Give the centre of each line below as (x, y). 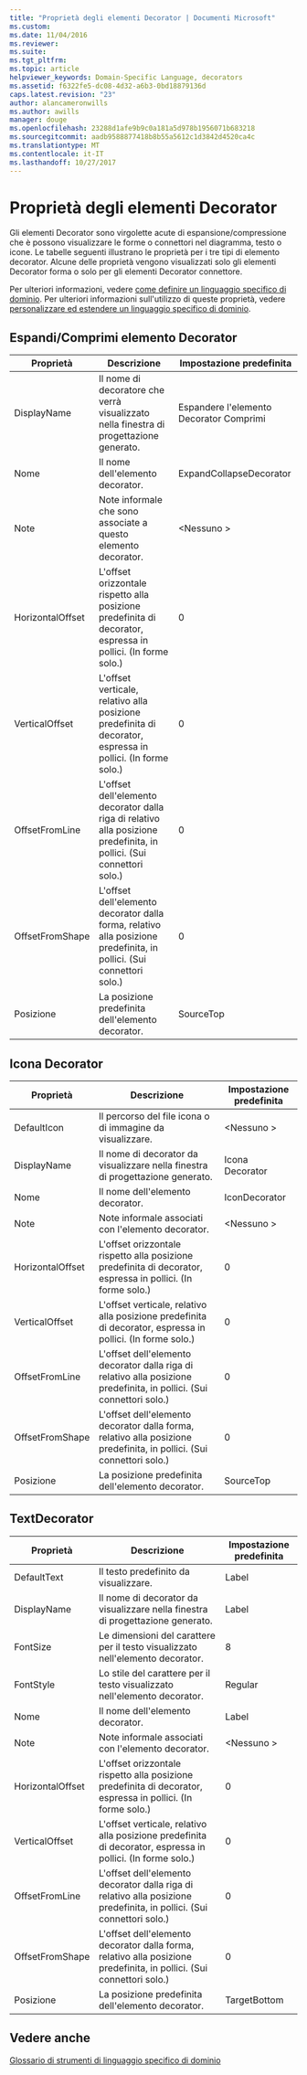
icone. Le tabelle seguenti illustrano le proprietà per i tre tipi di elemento (145, 252)
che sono (119, 511)
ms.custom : (30, 27)
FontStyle (35, 1685)
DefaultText (39, 1577)
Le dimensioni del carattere (158, 1635)
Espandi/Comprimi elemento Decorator (123, 338)
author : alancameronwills (58, 103)
